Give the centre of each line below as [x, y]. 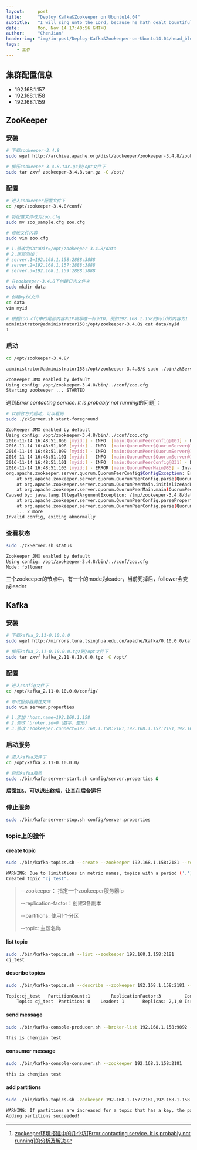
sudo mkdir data [26, 287]
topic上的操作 [26, 836]
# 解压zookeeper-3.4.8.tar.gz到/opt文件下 [56, 167]
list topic [17, 942]
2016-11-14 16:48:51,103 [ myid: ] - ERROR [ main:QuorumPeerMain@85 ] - [93, 468]
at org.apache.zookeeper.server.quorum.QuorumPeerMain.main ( [93, 490]
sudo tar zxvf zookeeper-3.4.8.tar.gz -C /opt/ [65, 172]
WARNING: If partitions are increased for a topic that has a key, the [95, 1111]
